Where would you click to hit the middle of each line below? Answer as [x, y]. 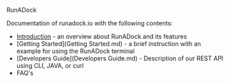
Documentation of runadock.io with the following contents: [90, 23]
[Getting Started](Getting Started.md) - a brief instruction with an [108, 44]
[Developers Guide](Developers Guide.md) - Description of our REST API [120, 58]
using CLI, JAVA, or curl [50, 66]
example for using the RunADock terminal [75, 51]
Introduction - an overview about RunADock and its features [102, 36]
